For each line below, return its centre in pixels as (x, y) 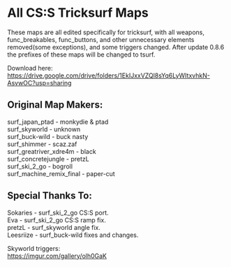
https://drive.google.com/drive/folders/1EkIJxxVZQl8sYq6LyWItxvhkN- (109, 75)
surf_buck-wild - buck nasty (48, 136)
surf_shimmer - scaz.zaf (42, 144)
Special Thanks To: (50, 196)
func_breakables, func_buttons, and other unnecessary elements (101, 39)
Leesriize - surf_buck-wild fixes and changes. (73, 235)
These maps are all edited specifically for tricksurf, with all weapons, (106, 32)
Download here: (30, 68)
